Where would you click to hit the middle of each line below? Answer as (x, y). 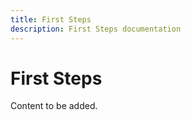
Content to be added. (54, 106)
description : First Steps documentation (96, 29)
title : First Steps (51, 19)
